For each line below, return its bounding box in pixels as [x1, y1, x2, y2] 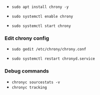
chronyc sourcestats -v [11, 80, 60, 85]
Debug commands [4, 68, 49, 74]
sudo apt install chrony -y [11, 4, 69, 9]
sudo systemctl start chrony [11, 24, 71, 28]
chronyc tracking [11, 85, 47, 90]
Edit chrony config [4, 35, 49, 42]
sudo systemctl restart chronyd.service [11, 56, 95, 61]
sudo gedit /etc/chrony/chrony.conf [11, 47, 86, 52]
